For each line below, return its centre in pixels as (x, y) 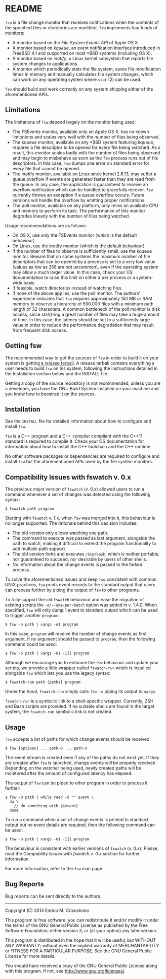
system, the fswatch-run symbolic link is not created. (59, 712)
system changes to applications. (45, 64)
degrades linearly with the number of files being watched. (71, 216)
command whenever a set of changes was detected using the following (78, 494)
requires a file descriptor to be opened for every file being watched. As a (86, 147)
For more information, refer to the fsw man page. (54, 869)
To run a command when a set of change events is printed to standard (77, 819)
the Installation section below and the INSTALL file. (57, 373)
